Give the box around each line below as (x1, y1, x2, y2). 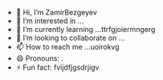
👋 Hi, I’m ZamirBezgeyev (15, 8, 98, 17)
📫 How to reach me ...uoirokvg (15, 42, 120, 51)
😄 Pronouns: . (15, 54, 64, 63)
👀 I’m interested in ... (15, 16, 84, 26)
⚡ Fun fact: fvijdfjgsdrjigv (15, 62, 100, 72)
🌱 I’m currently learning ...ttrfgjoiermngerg (15, 25, 156, 34)
